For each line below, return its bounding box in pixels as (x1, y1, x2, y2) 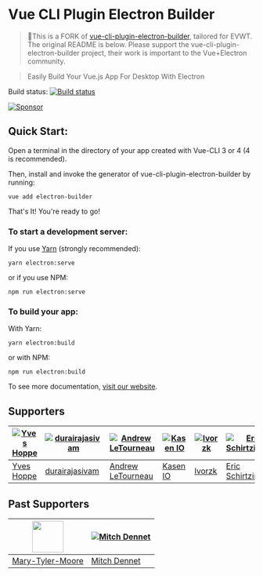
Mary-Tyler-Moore (12, 555, 84, 566)
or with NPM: (8, 353, 51, 363)
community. (27, 57, 66, 66)
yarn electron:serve (8, 259, 76, 268)
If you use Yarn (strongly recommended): (8, 244, 141, 253)
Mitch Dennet (91, 555, 141, 566)
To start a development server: (8, 226, 128, 237)
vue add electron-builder (8, 192, 92, 201)
